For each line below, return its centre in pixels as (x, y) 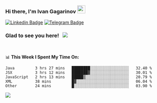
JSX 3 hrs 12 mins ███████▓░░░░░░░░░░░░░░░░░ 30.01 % (79, 73)
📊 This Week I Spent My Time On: (42, 57)
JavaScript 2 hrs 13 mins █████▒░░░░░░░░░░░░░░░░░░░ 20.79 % (79, 77)
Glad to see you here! (32, 36)
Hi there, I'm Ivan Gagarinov (41, 11)
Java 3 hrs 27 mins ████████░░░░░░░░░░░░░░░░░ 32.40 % (79, 68)
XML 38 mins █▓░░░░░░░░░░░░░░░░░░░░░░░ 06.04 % (79, 81)
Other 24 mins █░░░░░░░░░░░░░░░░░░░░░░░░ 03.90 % (79, 86)
